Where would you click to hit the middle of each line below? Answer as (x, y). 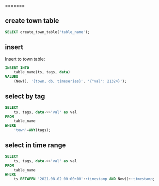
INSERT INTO (17, 68)
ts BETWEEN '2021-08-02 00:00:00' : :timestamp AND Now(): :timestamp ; (84, 179)
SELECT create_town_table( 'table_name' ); (48, 32)
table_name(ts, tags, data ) (42, 72)
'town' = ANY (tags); (32, 130)
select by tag (25, 96)
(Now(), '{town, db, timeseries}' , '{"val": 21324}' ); (70, 81)
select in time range (36, 145)
